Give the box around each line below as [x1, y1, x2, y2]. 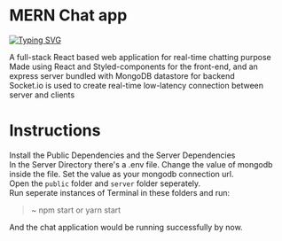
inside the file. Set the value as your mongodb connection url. [9, 168, 234, 179]
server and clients [9, 89, 75, 100]
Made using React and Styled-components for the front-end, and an [9, 61, 259, 72]
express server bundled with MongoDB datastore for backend [9, 70, 235, 81]
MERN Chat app [9, 5, 128, 26]
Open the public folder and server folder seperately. [9, 178, 201, 189]
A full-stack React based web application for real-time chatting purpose [9, 51, 272, 62]
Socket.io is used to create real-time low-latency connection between [9, 80, 264, 90]
